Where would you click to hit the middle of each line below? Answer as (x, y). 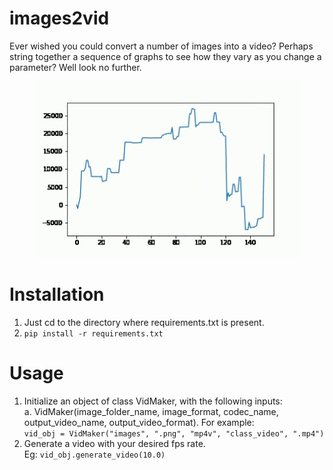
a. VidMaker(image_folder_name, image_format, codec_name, (151, 411)
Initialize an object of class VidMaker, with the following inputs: (153, 401)
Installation (57, 294)
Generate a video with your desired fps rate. (114, 443)
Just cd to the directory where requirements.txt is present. (144, 322)
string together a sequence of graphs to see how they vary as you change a (165, 56)
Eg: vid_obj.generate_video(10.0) (94, 454)
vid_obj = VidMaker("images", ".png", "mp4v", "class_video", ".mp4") (174, 433)
